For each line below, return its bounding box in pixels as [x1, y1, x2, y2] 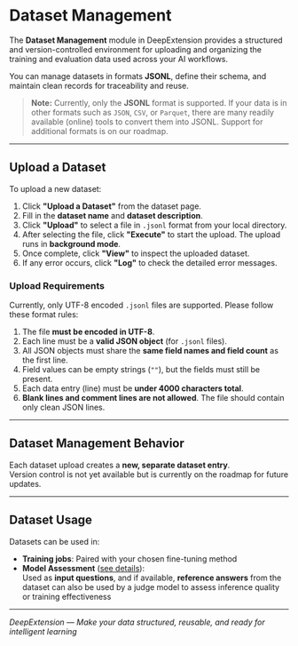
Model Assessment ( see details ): [21, 562, 145, 573]
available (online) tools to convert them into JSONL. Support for [30, 116, 263, 127]
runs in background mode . [21, 238, 122, 249]
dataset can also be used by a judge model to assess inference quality [21, 581, 280, 592]
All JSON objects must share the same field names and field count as [21, 346, 279, 356]
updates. [9, 478, 42, 489]
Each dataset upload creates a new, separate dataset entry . [9, 459, 231, 470]
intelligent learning [9, 626, 77, 636]
